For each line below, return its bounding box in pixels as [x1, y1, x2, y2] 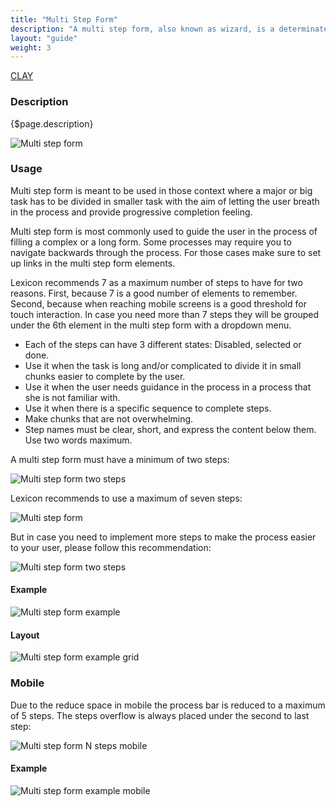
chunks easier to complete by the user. [24, 370, 186, 382]
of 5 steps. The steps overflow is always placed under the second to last [10, 709, 310, 721]
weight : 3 [10, 42, 52, 53]
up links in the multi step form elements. [10, 257, 176, 269]
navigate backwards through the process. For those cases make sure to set [10, 246, 322, 258]
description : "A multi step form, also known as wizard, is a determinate [10, 24, 329, 34]
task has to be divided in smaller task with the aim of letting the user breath [10, 195, 320, 207]
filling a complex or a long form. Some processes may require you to [10, 236, 292, 248]
